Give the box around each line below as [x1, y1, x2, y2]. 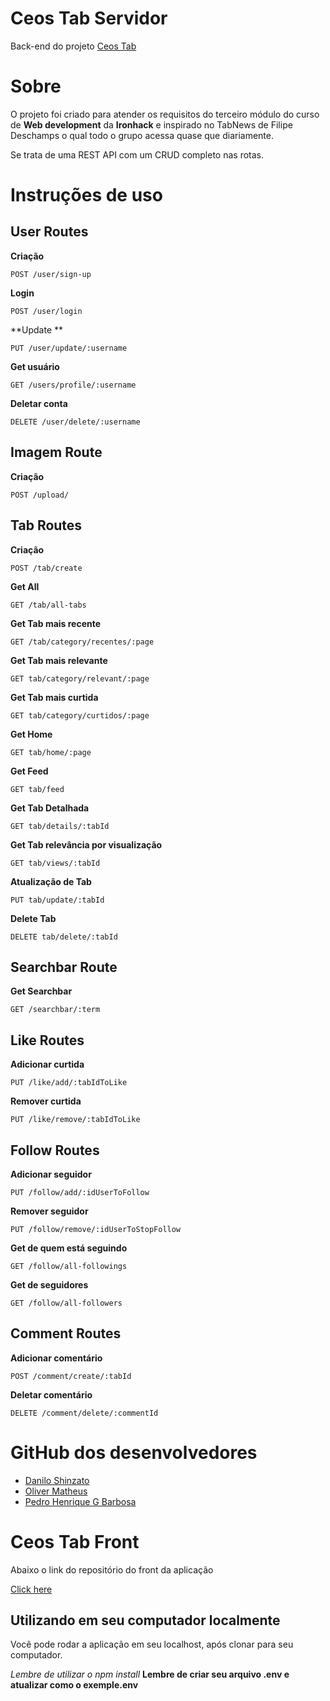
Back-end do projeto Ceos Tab [10, 40, 137, 52]
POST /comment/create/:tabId [10, 1371, 132, 1381]
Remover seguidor [10, 1205, 89, 1217]
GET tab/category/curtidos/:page [10, 710, 150, 721]
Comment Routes [10, 1325, 122, 1342]
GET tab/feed [10, 784, 65, 794]
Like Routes [10, 1032, 85, 1049]
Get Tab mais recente [10, 617, 102, 629]
